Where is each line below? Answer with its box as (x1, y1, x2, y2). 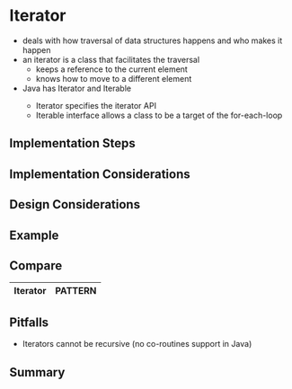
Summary (9, 365, 66, 380)
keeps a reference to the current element (35, 64, 189, 75)
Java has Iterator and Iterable (22, 83, 132, 93)
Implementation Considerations (9, 166, 190, 181)
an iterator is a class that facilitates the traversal (22, 54, 200, 65)
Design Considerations (9, 197, 141, 212)
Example (9, 227, 59, 243)
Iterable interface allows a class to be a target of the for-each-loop (35, 110, 283, 120)
